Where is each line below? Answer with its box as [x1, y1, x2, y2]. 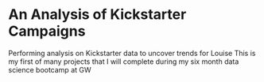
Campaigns [8, 22, 86, 40]
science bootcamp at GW [8, 65, 91, 74]
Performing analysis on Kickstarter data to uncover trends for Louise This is [8, 48, 256, 58]
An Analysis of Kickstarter [8, 6, 187, 24]
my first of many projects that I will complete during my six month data [8, 57, 239, 66]
